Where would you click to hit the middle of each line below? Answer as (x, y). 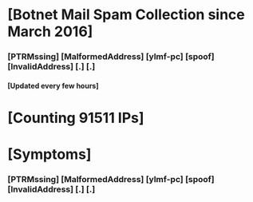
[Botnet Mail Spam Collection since (126, 15)
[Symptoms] (49, 154)
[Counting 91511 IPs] (76, 118)
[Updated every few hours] (53, 85)
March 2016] (50, 32)
